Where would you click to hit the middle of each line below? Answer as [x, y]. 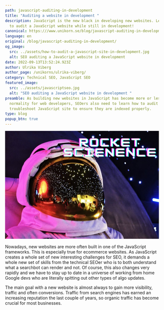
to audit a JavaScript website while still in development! [72, 26]
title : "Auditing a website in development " [52, 15]
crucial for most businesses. [33, 303]
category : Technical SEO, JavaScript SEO [48, 78]
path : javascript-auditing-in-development [49, 10]
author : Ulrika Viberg [28, 67]
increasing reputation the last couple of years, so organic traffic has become [82, 298]
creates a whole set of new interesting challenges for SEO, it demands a [77, 257]
